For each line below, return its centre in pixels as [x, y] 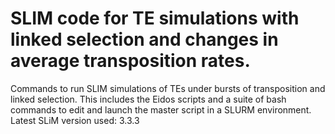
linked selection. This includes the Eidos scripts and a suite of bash [148, 99]
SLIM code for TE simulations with [155, 18]
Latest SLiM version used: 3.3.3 [75, 120]
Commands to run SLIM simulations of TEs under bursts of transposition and [168, 88]
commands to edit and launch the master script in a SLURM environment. [161, 109]
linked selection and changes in [144, 39]
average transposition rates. [130, 61]
